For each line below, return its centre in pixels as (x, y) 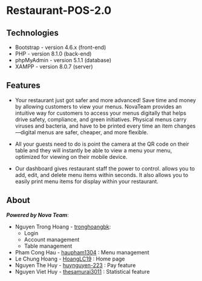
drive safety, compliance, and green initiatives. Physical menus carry (101, 119)
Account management (52, 239)
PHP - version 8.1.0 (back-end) (53, 54)
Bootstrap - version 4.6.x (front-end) (60, 47)
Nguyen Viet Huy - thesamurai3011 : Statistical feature (82, 271)
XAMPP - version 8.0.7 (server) (54, 66)
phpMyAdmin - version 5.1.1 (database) (63, 60)
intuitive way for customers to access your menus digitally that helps (100, 113)
